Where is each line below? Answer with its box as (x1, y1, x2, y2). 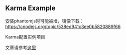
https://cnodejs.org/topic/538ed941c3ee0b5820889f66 (5, 23, 121, 29)
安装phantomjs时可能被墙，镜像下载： (5, 17, 84, 24)
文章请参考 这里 (5, 44, 36, 50)
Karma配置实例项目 (5, 33, 45, 39)
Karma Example (5, 4, 56, 12)
